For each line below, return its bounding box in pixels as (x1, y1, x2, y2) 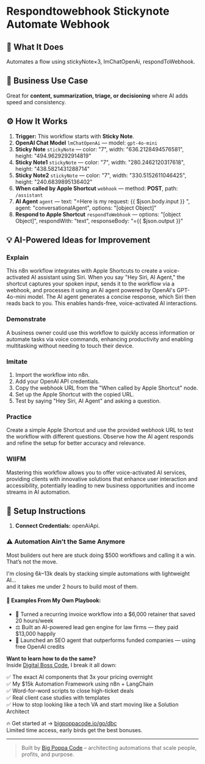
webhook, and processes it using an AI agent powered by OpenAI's (6, 287, 176, 294)
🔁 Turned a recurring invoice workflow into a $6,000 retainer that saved (15, 610, 195, 618)
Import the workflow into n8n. (15, 371, 90, 378)
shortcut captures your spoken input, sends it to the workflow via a (6, 280, 175, 287)
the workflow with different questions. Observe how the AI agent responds (6, 433, 194, 441)
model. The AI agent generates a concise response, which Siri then (27, 293, 196, 301)
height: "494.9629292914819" (15, 152, 92, 159)
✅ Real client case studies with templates (6, 694, 110, 701)
